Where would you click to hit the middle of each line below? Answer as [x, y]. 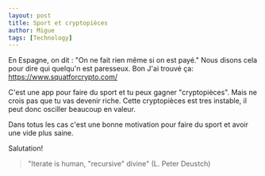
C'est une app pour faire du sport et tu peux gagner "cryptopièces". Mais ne [133, 93]
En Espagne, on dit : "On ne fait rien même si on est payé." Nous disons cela [133, 60]
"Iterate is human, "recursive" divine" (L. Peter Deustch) [119, 164]
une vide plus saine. [41, 133]
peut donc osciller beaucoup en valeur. [72, 109]
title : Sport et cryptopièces [58, 23]
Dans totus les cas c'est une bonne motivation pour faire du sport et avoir [128, 124]
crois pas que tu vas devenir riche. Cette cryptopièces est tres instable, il [128, 101]
